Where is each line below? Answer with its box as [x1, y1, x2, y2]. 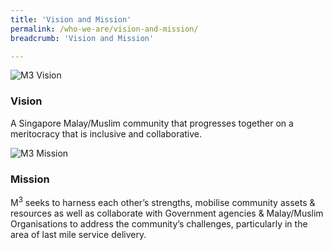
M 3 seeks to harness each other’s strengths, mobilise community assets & [10, 194, 316, 208]
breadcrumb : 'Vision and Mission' [10, 33, 155, 43]
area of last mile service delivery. [10, 228, 147, 240]
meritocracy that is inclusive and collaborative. [10, 127, 203, 140]
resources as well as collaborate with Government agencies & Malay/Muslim [10, 207, 324, 219]
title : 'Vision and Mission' [10, 14, 132, 25]
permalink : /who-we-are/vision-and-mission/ [10, 24, 199, 34]
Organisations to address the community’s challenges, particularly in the [10, 217, 308, 230]
